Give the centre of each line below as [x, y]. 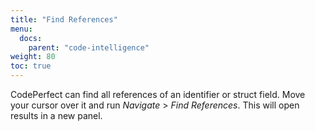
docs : [31, 38]
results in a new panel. [56, 115]
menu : [21, 29]
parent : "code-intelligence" [89, 47]
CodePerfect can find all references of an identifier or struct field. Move [158, 94]
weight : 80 [33, 57]
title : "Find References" [64, 19]
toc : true [31, 66]
